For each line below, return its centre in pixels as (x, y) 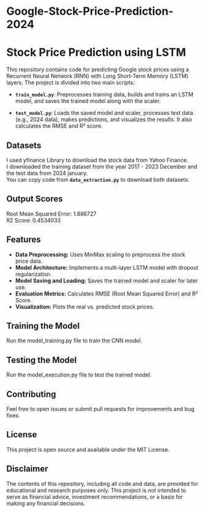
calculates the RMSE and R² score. (59, 126)
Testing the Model (42, 360)
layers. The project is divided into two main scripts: (71, 83)
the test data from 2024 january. (47, 173)
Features (24, 240)
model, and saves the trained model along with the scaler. (88, 101)
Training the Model (43, 326)
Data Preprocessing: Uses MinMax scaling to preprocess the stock (100, 254)
